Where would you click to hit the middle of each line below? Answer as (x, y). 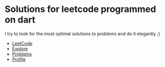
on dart (20, 20)
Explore (20, 48)
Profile (19, 59)
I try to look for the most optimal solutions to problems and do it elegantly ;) (82, 33)
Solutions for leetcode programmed (80, 9)
